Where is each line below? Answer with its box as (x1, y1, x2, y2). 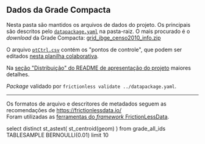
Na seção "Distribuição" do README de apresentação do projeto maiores (6, 64, 191, 71)
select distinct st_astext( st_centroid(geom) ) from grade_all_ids (6, 124, 166, 132)
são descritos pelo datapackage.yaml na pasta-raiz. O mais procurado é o (6, 27, 190, 35)
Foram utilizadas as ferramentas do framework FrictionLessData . (6, 113, 170, 120)
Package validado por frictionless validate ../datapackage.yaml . (6, 82, 177, 90)
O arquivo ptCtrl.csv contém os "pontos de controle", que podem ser (6, 46, 182, 53)
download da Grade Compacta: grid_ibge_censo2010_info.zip (6, 34, 161, 41)
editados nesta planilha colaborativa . (6, 52, 99, 60)
